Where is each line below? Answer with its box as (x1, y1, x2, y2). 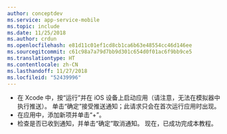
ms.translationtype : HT (7, 55, 76, 62)
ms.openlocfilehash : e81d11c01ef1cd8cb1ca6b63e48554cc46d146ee (7, 42, 193, 49)
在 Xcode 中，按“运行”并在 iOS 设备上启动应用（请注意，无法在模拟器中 (17, 93, 221, 102)
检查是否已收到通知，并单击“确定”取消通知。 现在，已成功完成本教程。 (17, 120, 218, 128)
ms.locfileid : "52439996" (7, 74, 81, 81)
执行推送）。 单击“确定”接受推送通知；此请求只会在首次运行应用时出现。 (17, 102, 221, 111)
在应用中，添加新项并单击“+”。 (17, 111, 105, 119)
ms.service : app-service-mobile (7, 16, 100, 23)
